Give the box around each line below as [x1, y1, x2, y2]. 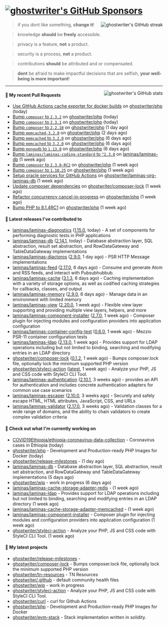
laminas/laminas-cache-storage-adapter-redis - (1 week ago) [12, 485, 139, 491]
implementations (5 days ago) [12, 474, 74, 480]
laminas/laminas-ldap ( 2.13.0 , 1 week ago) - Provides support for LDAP [12, 339, 158, 345]
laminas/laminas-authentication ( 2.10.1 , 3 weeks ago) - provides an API [12, 377, 158, 383]
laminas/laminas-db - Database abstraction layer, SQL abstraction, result [12, 463, 162, 469]
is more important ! [30, 75, 70, 81]
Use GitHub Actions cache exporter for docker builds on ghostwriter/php [12, 103, 162, 109]
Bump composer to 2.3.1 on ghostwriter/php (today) [12, 119, 118, 125]
